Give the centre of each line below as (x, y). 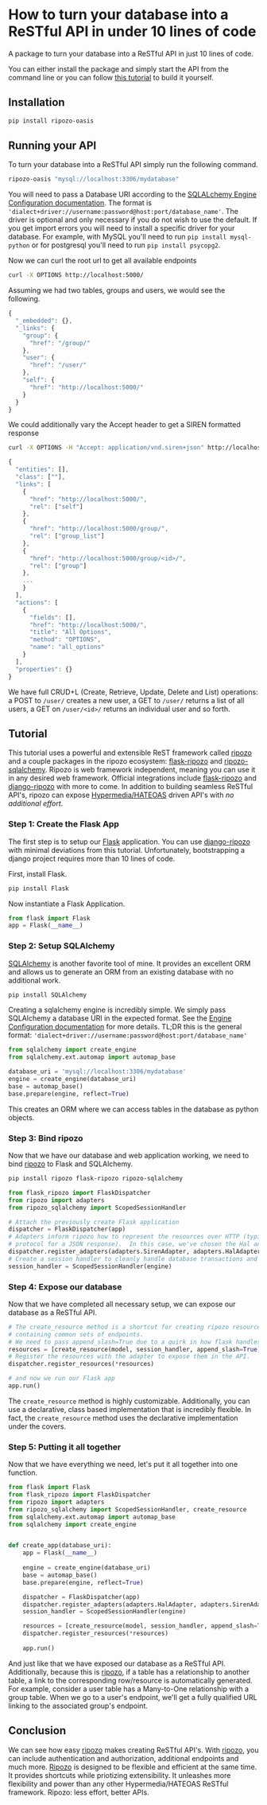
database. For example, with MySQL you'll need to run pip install (118, 237)
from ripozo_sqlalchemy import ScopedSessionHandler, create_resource (128, 1509)
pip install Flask (39, 889)
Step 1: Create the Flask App (64, 824)
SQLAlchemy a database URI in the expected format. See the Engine (120, 1018)
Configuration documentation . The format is (80, 203)
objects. (21, 1117)
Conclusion (37, 1731)
